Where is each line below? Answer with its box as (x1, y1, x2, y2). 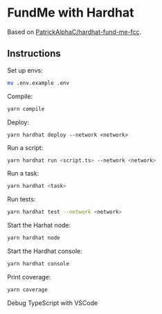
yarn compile (7, 105, 45, 112)
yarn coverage (7, 286, 48, 293)
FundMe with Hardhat (7, 5, 134, 21)
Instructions (7, 48, 61, 59)
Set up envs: (7, 66, 43, 74)
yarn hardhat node (7, 234, 60, 241)
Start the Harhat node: (7, 221, 71, 230)
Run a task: (7, 169, 39, 178)
